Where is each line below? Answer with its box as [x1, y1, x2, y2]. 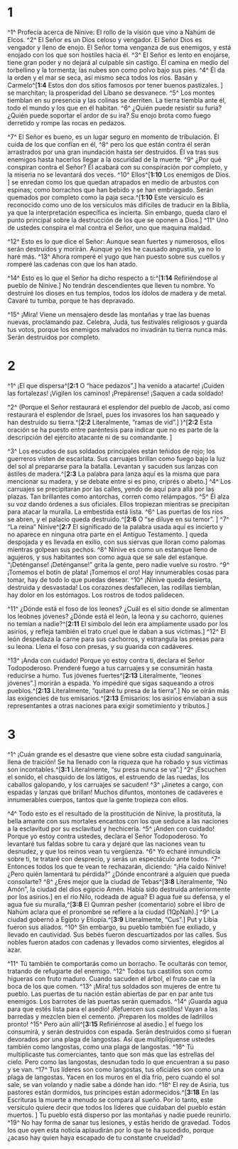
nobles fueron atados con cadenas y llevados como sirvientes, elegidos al [7, 937, 225, 946]
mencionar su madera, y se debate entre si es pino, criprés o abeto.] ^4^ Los [7, 477, 232, 485]
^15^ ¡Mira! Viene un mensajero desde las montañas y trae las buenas [7, 310, 211, 318]
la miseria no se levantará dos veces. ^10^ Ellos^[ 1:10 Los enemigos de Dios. [7, 170, 231, 179]
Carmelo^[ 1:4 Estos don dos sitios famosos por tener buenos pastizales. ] [7, 80, 224, 89]
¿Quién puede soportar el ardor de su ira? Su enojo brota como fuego [7, 111, 211, 120]
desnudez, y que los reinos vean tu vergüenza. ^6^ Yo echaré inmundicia [7, 847, 221, 856]
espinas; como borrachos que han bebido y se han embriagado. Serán [7, 185, 214, 194]
